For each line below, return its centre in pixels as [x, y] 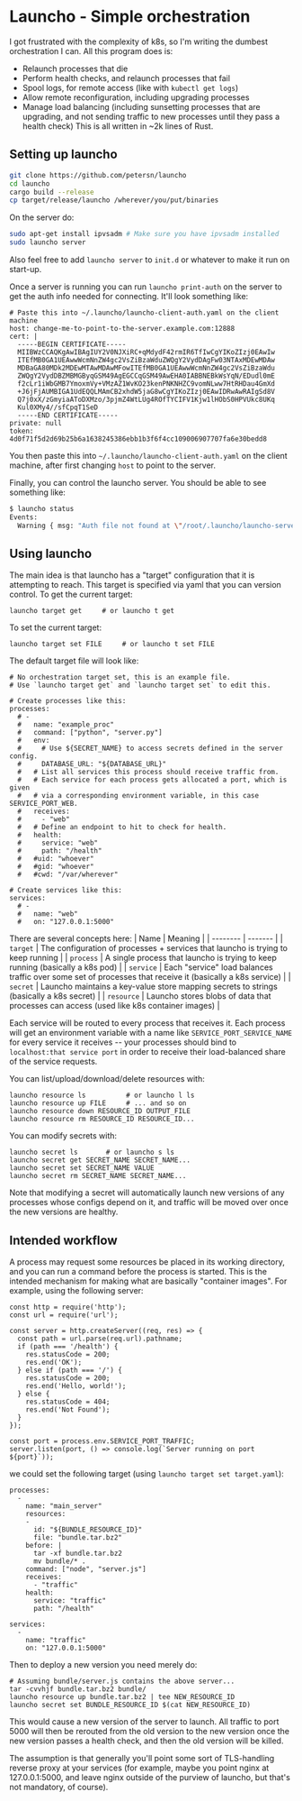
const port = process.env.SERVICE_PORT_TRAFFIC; [102, 1441]
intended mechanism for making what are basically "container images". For [148, 1281]
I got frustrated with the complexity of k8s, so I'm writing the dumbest [138, 41]
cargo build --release [52, 192]
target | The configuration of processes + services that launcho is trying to [148, 948]
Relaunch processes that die [75, 69]
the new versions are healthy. [64, 1212]
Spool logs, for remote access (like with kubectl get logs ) [130, 87]
